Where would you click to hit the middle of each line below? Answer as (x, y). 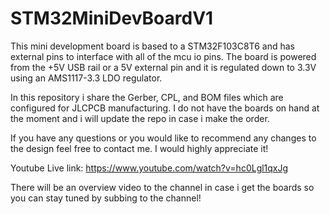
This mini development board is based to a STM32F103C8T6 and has (152, 46)
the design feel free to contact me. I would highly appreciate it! (139, 148)
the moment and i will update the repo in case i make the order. (140, 118)
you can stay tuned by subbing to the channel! (106, 198)
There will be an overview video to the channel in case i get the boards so (162, 187)
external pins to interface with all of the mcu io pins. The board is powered (163, 56)
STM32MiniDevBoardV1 (112, 18)
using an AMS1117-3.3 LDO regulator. (86, 78)
